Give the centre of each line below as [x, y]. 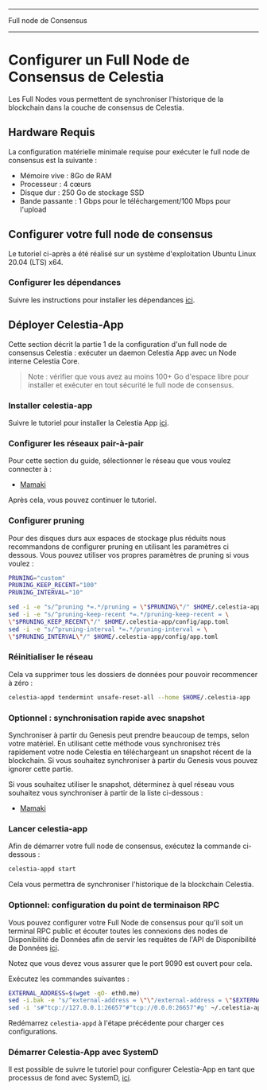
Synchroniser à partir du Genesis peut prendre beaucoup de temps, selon [129, 735]
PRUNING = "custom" [37, 578]
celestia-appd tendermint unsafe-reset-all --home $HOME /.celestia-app [129, 697]
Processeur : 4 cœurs [55, 184]
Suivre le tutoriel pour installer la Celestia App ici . [89, 422]
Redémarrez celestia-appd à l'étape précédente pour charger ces [116, 1023]
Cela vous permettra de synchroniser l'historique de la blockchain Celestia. [131, 885]
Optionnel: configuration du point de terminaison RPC [114, 905]
